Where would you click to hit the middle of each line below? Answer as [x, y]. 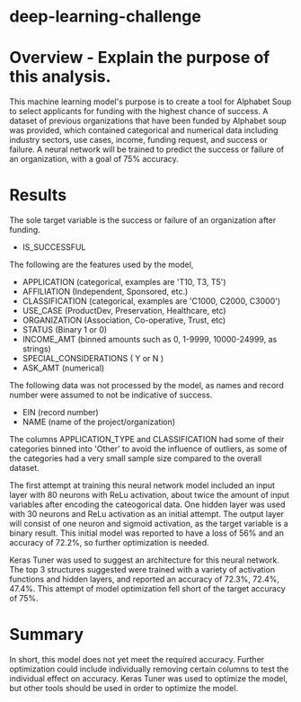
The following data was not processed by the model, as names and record [147, 386]
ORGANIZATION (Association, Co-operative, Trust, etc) [124, 320]
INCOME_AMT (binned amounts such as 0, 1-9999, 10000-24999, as [150, 340]
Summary [46, 635]
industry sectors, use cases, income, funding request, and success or [138, 140]
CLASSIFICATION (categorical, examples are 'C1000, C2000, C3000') [151, 301]
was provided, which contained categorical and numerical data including [144, 130]
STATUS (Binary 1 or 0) [65, 330]
